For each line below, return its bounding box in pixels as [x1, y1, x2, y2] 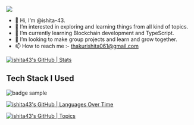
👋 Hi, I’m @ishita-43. [14, 17, 65, 24]
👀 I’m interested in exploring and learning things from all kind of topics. [14, 23, 189, 30]
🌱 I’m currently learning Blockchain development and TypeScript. [14, 30, 174, 36]
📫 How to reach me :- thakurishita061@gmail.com [14, 42, 139, 49]
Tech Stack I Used [6, 73, 74, 83]
